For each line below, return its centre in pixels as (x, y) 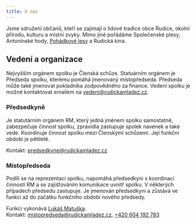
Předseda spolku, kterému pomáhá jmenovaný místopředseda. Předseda (94, 79)
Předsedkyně (26, 108)
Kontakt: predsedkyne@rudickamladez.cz (57, 150)
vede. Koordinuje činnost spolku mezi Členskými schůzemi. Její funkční (93, 132)
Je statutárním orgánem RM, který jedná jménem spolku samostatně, (90, 120)
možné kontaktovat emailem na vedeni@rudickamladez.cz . (77, 92)
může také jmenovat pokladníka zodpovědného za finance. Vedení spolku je (98, 86)
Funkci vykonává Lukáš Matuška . (46, 209)
